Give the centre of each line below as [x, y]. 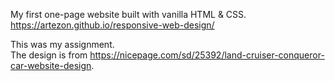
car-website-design [51, 65]
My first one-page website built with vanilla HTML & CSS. [128, 14]
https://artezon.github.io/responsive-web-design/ [112, 25]
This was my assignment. [62, 44]
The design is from [49, 55]
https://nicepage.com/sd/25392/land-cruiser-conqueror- [207, 55]
